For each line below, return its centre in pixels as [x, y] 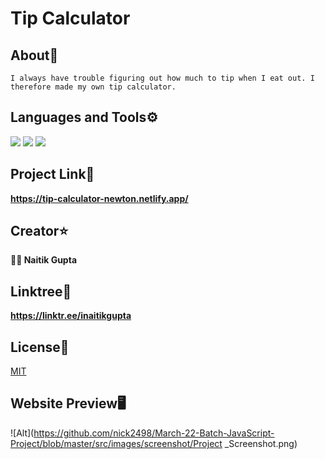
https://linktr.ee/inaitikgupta [71, 316]
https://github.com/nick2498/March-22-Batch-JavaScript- [154, 433]
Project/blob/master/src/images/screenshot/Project [116, 443]
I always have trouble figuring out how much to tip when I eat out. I [162, 78]
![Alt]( [22, 433]
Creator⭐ [39, 231]
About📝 [34, 55]
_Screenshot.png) [261, 443]
